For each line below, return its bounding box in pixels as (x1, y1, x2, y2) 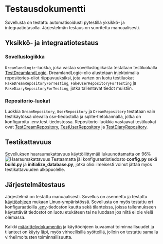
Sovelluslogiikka (5, 54, 45, 60)
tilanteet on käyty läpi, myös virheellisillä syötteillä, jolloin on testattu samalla (5, 229, 158, 235)
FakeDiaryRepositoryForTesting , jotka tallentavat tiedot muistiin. (5, 85, 133, 91)
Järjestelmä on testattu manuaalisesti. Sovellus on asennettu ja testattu (5, 193, 147, 199)
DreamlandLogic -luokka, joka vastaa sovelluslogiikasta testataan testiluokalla (5, 64, 158, 70)
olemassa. (5, 214, 26, 220)
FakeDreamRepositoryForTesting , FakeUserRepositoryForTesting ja (5, 80, 137, 86)
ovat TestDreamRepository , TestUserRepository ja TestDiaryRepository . (5, 124, 148, 130)
